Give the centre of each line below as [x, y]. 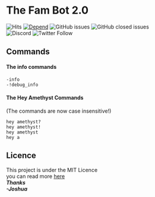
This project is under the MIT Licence [52, 170]
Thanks [16, 182]
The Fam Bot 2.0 [48, 10]
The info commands [31, 66]
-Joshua [17, 189]
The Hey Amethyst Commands [45, 98]
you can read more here [36, 176]
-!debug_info [22, 85]
